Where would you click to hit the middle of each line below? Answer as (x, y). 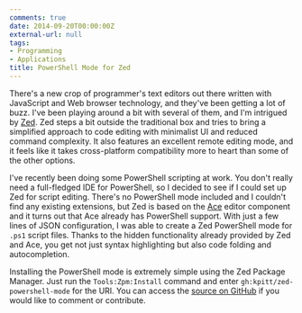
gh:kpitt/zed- (267, 282)
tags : (19, 43)
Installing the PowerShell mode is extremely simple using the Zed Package (147, 272)
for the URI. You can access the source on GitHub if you (175, 291)
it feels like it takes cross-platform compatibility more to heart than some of (149, 150)
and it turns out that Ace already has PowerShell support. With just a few (144, 216)
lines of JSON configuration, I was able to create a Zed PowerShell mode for (151, 225)
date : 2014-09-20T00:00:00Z (62, 26)
